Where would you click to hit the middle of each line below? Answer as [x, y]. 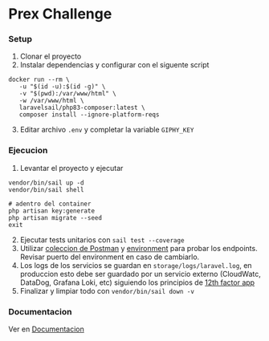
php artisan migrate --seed [55, 217]
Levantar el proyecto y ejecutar [71, 168]
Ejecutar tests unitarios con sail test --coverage [102, 240]
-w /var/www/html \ [51, 101]
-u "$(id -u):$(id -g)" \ [62, 87]
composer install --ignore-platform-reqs [89, 115]
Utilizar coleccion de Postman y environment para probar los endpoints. [139, 248]
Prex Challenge [60, 14]
